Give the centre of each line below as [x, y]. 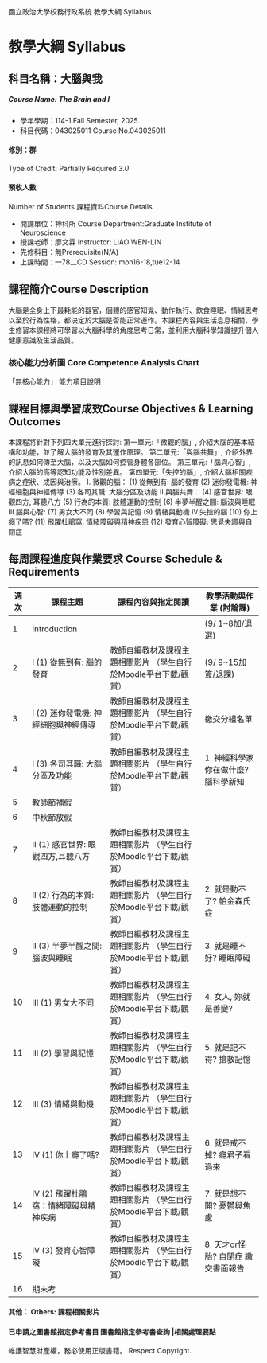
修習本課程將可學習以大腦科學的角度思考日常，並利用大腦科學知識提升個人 [137, 330]
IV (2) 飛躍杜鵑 [59, 1193]
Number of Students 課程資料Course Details [80, 206]
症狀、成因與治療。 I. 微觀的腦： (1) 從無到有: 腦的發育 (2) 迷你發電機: [135, 482]
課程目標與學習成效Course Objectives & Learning [131, 409]
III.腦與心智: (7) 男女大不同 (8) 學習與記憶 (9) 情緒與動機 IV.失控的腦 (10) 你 [130, 511]
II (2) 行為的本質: [63, 895]
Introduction [54, 629]
